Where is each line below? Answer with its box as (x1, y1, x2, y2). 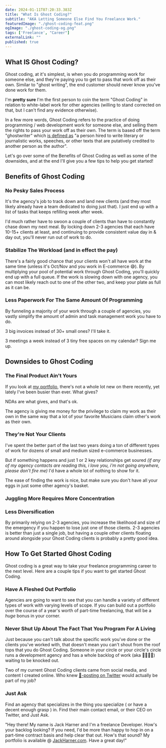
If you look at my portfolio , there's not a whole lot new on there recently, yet (5, 383, 160, 389)
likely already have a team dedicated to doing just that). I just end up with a (5, 204, 158, 210)
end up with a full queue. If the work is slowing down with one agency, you (5, 274, 158, 280)
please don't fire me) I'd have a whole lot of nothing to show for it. (5, 467, 140, 474)
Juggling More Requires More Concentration (5, 495, 115, 501)
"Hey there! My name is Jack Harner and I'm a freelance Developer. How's (5, 721, 158, 727)
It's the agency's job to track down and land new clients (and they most (5, 198, 151, 204)
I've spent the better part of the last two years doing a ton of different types (5, 442, 160, 448)
